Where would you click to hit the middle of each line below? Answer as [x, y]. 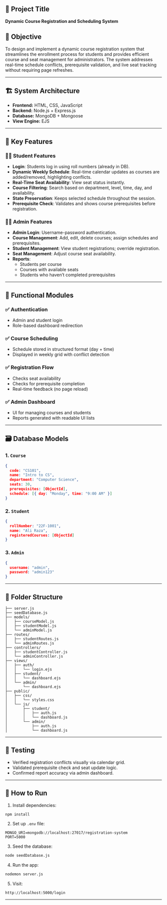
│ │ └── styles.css [30, 700]
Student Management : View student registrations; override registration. [86, 248]
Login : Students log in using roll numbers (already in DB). [71, 167]
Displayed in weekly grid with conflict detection [61, 354]
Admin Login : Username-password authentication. [64, 232]
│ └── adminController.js [34, 656]
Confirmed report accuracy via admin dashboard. [63, 773]
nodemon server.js [24, 874]
